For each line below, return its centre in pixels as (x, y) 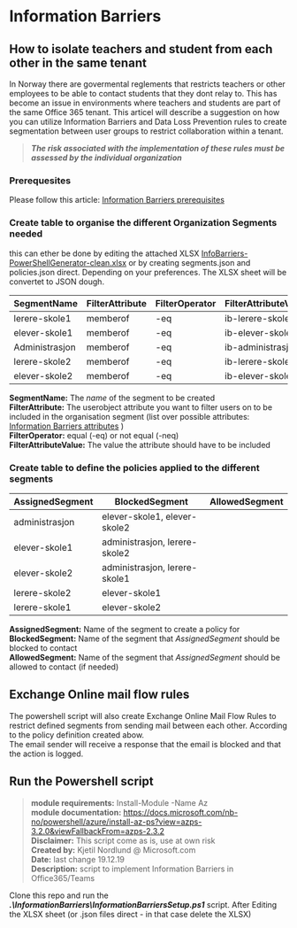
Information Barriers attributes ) (67, 426)
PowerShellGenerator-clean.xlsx (68, 262)
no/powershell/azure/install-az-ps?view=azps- (116, 822)
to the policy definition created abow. (76, 735)
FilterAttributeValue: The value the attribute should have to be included (140, 445)
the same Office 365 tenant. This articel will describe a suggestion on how (145, 112)
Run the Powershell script (81, 781)
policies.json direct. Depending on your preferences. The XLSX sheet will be (148, 272)
